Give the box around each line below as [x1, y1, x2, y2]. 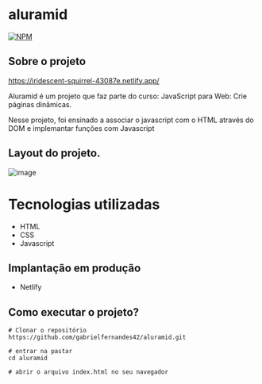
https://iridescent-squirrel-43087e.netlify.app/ [8, 75, 160, 85]
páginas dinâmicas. [8, 99, 72, 109]
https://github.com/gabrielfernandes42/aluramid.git [8, 333, 187, 342]
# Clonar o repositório [8, 327, 87, 335]
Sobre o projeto [8, 55, 86, 68]
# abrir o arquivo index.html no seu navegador [8, 368, 169, 376]
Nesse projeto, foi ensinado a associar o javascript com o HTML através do [8, 115, 254, 125]
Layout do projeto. [8, 147, 101, 160]
